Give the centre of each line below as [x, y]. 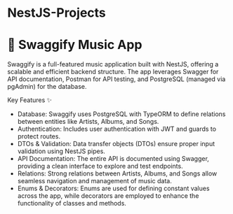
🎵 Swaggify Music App [75, 45]
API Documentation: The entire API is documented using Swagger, [113, 159]
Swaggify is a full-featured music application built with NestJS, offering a [113, 64]
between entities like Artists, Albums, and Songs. [88, 122]
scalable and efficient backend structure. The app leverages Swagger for [113, 72]
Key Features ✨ [30, 100]
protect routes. [39, 136]
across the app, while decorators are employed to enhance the [108, 196]
